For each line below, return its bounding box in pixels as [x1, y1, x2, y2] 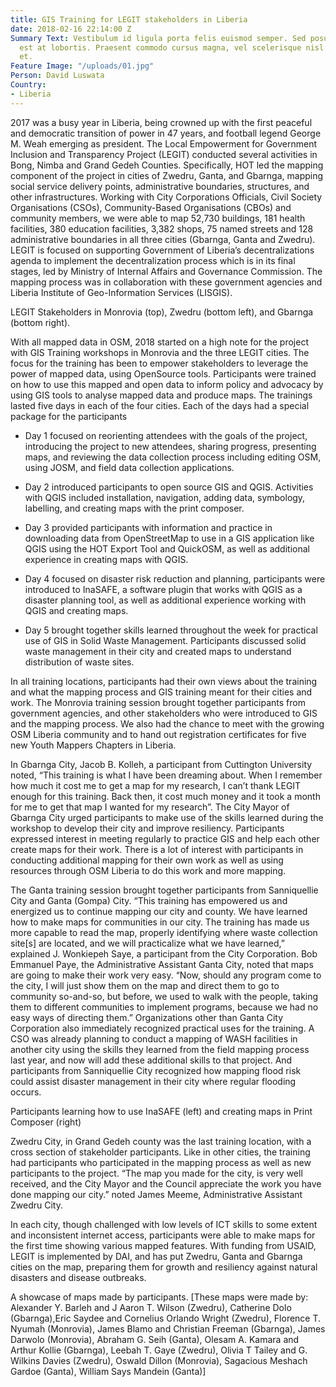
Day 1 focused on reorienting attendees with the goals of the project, [24, 429, 308, 441]
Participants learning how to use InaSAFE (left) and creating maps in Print [10, 1105, 313, 1117]
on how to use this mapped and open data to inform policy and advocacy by [10, 378, 324, 390]
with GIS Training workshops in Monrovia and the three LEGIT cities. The [10, 346, 310, 358]
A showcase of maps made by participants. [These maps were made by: [10, 1291, 309, 1303]
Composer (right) [10, 1116, 82, 1128]
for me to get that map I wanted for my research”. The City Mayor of [10, 801, 290, 813]
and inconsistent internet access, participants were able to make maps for [10, 1229, 316, 1241]
